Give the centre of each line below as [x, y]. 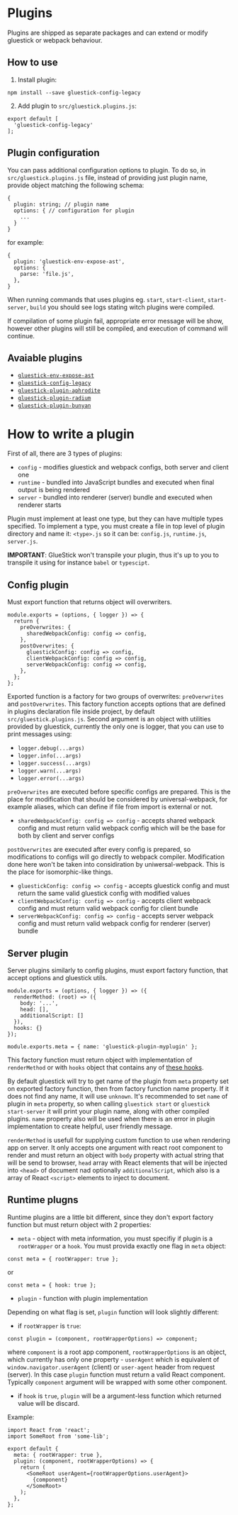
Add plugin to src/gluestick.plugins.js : [77, 106]
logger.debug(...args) [51, 749]
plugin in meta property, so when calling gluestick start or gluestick [109, 1104]
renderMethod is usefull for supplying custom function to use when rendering [119, 1140]
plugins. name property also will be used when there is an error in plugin [111, 1119]
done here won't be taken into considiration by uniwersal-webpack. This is [116, 865]
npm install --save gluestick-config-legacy [74, 93]
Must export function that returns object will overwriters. [90, 602]
